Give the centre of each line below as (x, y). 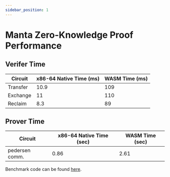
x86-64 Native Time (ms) (68, 78)
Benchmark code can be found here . (44, 169)
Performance (34, 46)
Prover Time (25, 122)
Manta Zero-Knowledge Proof (69, 35)
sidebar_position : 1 (27, 10)
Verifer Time (25, 64)
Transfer (18, 87)
